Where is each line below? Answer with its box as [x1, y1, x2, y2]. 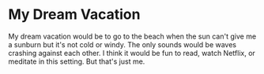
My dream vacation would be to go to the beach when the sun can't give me [8, 31, 257, 41]
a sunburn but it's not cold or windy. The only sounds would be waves [8, 39, 237, 49]
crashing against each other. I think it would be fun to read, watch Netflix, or [8, 48, 255, 57]
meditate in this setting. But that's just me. [8, 57, 145, 66]
